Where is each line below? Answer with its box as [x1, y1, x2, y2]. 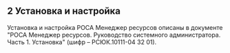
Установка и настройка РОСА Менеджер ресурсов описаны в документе [7, 23, 223, 31]
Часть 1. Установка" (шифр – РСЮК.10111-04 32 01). [7, 37, 157, 46]
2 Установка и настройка [7, 5, 121, 17]
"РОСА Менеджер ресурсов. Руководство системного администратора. [7, 31, 221, 39]
